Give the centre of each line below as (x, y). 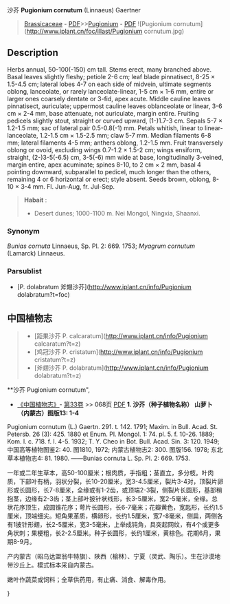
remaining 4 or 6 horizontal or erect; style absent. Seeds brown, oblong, (109, 179)
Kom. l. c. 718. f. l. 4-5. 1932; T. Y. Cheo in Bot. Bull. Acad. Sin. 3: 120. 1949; (113, 441)
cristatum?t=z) (55, 360)
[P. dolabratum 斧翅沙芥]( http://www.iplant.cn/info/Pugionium (104, 287)
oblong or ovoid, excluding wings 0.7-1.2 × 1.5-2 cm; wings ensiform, (105, 149)
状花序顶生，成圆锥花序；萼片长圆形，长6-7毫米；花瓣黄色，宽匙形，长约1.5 (115, 508)
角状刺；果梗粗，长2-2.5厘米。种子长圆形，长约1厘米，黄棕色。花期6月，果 (114, 533)
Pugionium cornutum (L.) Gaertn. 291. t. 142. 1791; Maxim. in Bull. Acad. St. (113, 427)
